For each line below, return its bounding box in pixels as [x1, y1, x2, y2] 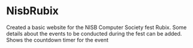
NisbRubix [6, 4, 59, 18]
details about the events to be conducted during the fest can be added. [6, 30, 182, 37]
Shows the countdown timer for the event [6, 36, 109, 43]
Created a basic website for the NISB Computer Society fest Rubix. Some [6, 24, 187, 31]
